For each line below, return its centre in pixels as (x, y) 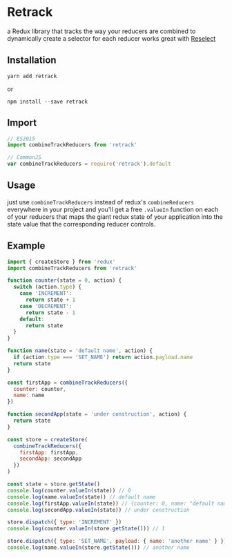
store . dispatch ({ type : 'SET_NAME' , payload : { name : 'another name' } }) (117, 541)
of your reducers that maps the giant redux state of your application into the (115, 217)
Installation (32, 60)
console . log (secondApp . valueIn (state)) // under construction (98, 510)
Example (26, 246)
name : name (29, 395)
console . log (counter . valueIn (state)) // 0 (69, 490)
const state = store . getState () (54, 484)
